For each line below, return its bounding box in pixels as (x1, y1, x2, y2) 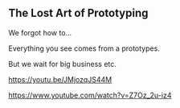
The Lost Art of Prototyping (8, 6, 149, 20)
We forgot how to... (8, 27, 72, 37)
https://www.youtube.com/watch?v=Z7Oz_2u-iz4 (8, 90, 172, 100)
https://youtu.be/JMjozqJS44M (8, 74, 112, 84)
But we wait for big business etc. (8, 59, 117, 69)
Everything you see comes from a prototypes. (8, 44, 161, 53)
